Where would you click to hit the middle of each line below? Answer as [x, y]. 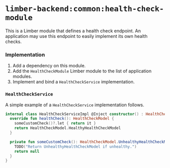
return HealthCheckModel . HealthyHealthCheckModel [68, 128]
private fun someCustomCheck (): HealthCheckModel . [64, 142]
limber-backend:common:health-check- [85, 9]
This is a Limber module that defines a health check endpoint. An [73, 31]
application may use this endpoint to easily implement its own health [76, 36]
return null [27, 151]
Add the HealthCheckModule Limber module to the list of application [82, 71]
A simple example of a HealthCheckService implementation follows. [75, 105]
